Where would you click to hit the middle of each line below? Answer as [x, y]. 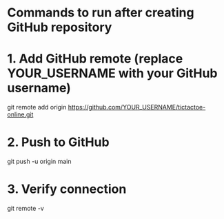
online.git [20, 114]
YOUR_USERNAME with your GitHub [112, 73]
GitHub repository [60, 27]
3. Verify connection [67, 189]
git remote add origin [37, 107]
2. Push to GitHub [58, 142]
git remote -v [26, 208]
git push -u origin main [39, 161]
